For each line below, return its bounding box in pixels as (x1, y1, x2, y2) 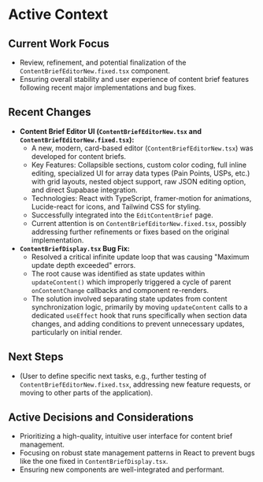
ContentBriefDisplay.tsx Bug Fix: (19, 243, 130, 253)
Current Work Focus (8, 37, 110, 50)
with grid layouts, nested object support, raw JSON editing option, (31, 176, 246, 186)
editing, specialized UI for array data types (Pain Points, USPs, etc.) (31, 168, 250, 178)
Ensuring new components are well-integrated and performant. (19, 465, 224, 474)
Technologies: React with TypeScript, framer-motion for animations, (31, 193, 252, 202)
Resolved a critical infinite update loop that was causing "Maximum (31, 252, 250, 261)
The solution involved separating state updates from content (31, 294, 228, 303)
